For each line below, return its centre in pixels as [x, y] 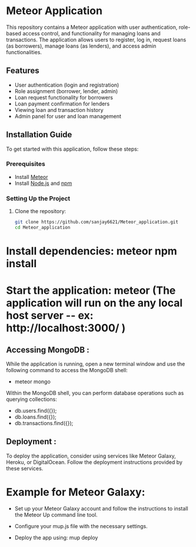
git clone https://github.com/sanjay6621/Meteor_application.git [96, 222]
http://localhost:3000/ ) [66, 328]
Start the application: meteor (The [91, 291]
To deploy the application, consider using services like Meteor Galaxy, [91, 456]
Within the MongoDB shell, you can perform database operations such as [95, 393]
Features [23, 71]
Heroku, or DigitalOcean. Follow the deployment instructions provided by [94, 462]
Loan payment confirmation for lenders [62, 104]
